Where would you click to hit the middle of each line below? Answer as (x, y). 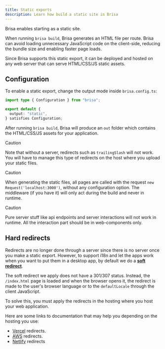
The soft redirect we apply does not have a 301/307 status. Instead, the (78, 276)
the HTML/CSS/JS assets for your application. (52, 133)
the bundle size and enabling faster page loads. (54, 49)
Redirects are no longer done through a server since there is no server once (82, 250)
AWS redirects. (27, 336)
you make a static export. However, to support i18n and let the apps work (80, 255)
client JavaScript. (23, 291)
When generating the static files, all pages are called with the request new (80, 182)
